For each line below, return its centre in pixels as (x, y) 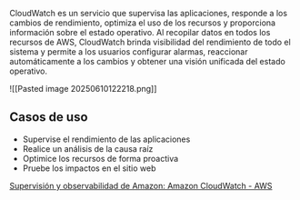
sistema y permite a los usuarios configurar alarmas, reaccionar (129, 52)
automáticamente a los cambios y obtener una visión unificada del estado (148, 61)
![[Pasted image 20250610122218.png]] (83, 89)
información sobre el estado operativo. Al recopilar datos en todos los (140, 32)
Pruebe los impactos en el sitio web (89, 168)
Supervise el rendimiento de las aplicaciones (106, 139)
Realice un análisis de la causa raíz (88, 148)
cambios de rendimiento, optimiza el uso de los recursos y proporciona (142, 23)
